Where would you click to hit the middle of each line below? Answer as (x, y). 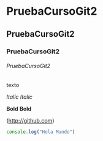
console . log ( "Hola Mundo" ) (41, 132)
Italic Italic (19, 97)
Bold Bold (19, 109)
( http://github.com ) (30, 120)
